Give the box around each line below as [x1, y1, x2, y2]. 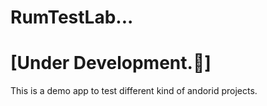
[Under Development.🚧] [10, 52, 212, 75]
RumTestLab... [10, 6, 134, 29]
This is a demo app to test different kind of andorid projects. [10, 85, 258, 97]
